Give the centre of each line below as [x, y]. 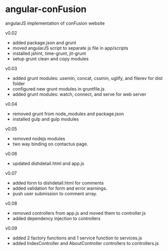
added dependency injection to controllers [56, 218]
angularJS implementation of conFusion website [55, 23]
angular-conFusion [46, 9]
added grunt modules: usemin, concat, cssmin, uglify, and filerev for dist [88, 78]
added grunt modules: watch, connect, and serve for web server [79, 94]
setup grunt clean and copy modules [51, 58]
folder [19, 83]
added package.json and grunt [44, 43]
